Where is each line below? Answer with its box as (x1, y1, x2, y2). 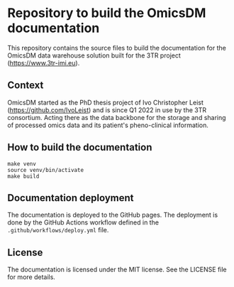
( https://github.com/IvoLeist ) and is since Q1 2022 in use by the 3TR (7, 105, 207, 114)
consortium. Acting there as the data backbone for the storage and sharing (7, 113, 226, 121)
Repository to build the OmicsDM (7, 5, 206, 21)
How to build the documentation (7, 141, 152, 153)
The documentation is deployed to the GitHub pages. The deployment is (7, 211, 218, 220)
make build (7, 173, 40, 180)
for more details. (7, 273, 55, 281)
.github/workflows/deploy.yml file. (7, 226, 109, 234)
